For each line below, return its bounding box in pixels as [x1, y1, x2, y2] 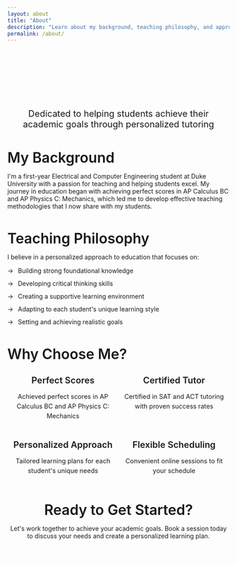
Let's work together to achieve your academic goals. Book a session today [10, 524, 227, 533]
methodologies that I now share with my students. [7, 202, 152, 210]
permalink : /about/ [7, 30, 65, 37]
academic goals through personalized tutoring [23, 118, 214, 130]
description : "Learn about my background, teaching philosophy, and [7, 23, 213, 30]
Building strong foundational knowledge [18, 266, 134, 275]
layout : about [7, 10, 49, 18]
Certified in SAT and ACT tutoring [124, 393, 224, 401]
